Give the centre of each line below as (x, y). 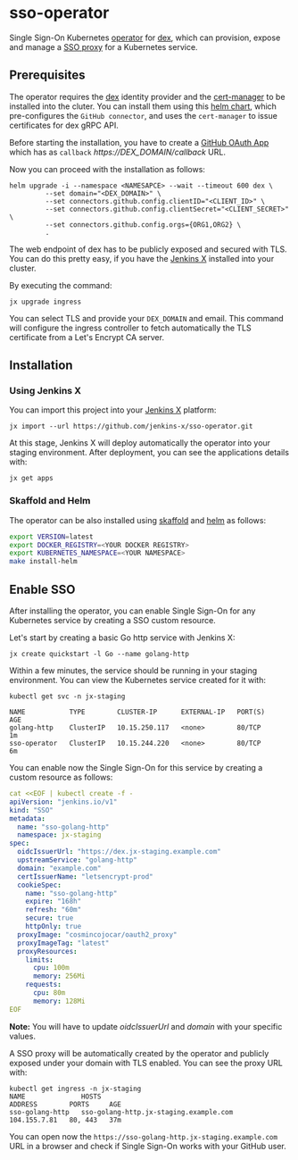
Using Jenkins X (46, 391)
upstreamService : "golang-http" (78, 860)
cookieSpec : (40, 885)
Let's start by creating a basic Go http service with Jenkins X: (122, 638)
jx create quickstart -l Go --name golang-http (99, 655)
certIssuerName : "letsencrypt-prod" (85, 876)
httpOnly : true (54, 927)
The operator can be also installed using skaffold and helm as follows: (137, 520)
